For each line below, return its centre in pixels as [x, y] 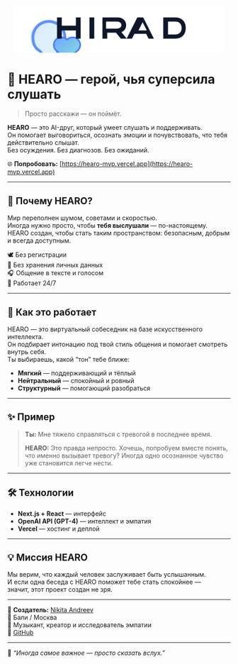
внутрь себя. [27, 352]
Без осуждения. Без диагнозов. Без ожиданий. [79, 150]
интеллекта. [25, 336]
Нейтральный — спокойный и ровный [76, 380]
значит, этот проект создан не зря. [60, 590]
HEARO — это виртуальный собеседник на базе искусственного [105, 329]
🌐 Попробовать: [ [35, 164]
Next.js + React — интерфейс [62, 514]
